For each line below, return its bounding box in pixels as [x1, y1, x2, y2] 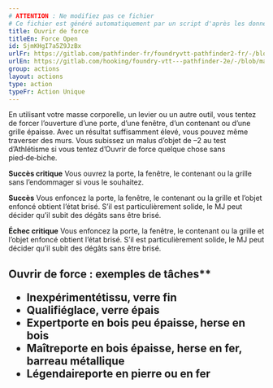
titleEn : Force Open [8, 34, 79, 43]
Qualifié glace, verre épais [26, 303, 160, 317]
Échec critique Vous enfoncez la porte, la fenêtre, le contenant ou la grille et [8, 226, 265, 236]
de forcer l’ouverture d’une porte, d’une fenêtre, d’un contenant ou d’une [8, 119, 251, 129]
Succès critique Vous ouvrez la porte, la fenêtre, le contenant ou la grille [8, 168, 252, 179]
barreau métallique [26, 354, 125, 368]
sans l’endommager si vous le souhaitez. [8, 177, 145, 187]
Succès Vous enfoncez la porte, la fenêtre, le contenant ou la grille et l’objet [8, 193, 262, 203]
